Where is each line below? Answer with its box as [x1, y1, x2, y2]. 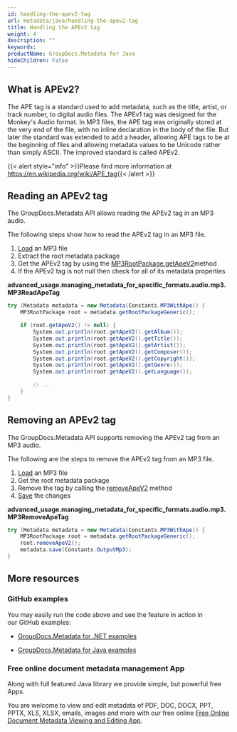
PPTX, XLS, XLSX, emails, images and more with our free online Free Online [7, 708, 230, 717]
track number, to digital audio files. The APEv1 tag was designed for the [7, 110, 217, 119]
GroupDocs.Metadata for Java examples [17, 646, 137, 654]
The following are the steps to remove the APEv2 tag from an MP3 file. [7, 454, 214, 463]
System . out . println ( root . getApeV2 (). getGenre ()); [33, 361, 183, 368]
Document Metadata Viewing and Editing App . [7, 716, 143, 725]
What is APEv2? [7, 84, 80, 96]
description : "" [7, 37, 56, 44]
